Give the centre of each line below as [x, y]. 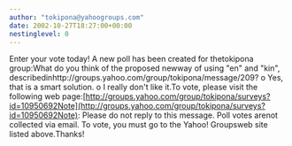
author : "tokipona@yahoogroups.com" [77, 17]
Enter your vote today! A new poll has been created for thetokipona [131, 59]
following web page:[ [48, 96]
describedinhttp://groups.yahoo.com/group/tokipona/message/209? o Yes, [146, 78]
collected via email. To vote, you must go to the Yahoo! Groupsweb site [138, 125]
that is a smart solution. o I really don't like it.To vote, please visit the [134, 87]
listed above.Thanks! [47, 134]
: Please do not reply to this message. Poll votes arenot [178, 115]
